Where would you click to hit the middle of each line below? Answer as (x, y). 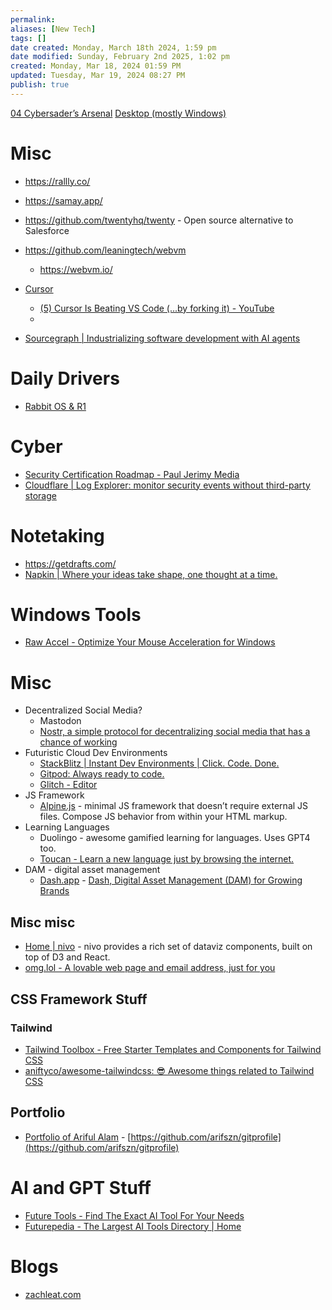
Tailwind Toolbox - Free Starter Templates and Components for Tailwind (173, 1049)
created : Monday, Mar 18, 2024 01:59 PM (96, 66)
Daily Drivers (65, 378)
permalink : (33, 19)
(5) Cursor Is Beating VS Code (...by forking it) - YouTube (157, 308)
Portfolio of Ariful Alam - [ (78, 1137)
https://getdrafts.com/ (70, 563)
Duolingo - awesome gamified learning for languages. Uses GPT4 (175, 838)
